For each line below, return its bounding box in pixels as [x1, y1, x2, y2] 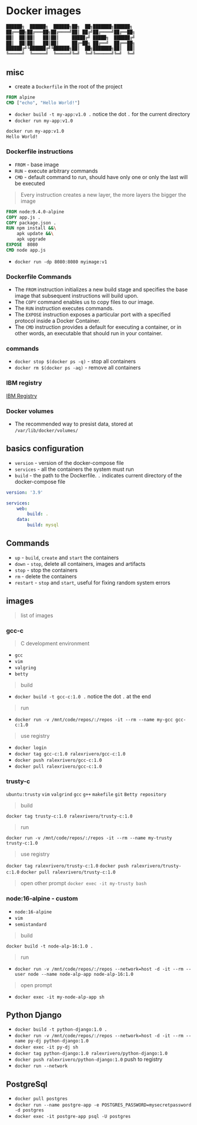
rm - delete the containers [14, 573, 77, 580]
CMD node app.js [6, 247, 46, 253]
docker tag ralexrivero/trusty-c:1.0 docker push [6, 863, 129, 869]
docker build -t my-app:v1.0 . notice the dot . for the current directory [14, 110, 191, 117]
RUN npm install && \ [6, 225, 57, 231]
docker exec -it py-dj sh [14, 1044, 78, 1050]
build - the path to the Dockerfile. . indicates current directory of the [14, 471, 182, 479]
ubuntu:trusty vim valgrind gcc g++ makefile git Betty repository [6, 791, 166, 798]
